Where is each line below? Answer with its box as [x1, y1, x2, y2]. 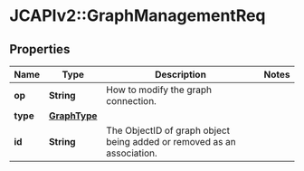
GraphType [48, 109, 98, 122]
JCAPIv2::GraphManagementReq [9, 5, 266, 26]
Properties [9, 42, 71, 57]
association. [106, 147, 157, 159]
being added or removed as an [106, 136, 237, 147]
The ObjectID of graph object [106, 124, 231, 137]
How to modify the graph [106, 83, 213, 96]
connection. [106, 95, 157, 107]
